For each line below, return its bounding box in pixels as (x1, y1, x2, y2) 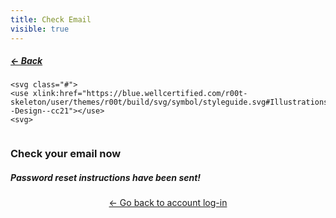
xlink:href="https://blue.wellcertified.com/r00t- (32, 89, 248, 99)
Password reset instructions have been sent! (10, 171, 202, 183)
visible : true (10, 24, 70, 34)
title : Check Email (10, 14, 92, 25)
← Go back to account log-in (108, 197, 228, 209)
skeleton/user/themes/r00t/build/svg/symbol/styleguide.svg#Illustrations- (10, 97, 333, 108)
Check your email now (10, 147, 122, 161)
